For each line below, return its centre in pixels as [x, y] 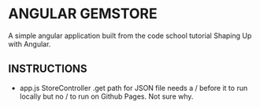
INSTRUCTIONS [48, 69]
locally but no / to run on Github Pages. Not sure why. [106, 96]
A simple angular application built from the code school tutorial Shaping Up [130, 36]
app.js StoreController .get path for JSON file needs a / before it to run [134, 88]
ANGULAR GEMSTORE [83, 14]
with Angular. [30, 43]
